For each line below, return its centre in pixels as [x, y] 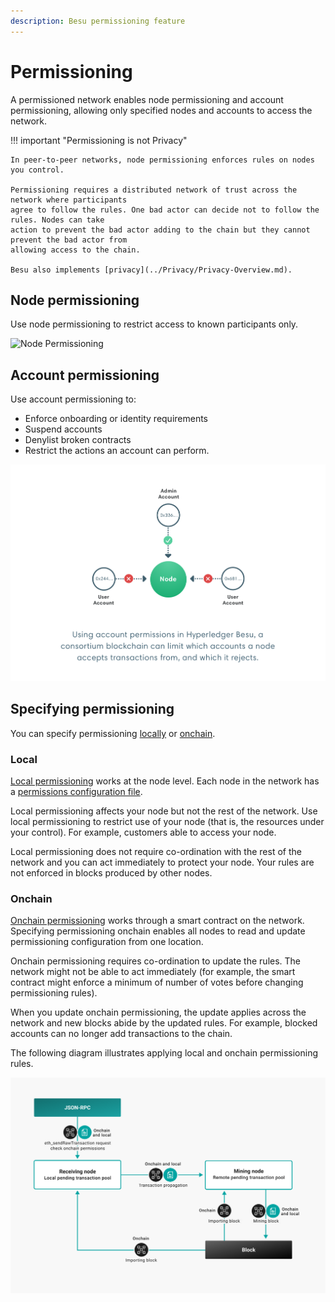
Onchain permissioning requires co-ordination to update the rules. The [156, 961]
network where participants [69, 200]
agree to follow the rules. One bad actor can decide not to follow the [165, 210]
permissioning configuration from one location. [107, 942]
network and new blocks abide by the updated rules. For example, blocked [164, 1023]
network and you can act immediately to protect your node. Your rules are [162, 862]
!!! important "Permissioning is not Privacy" [99, 140]
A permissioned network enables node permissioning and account [147, 99]
